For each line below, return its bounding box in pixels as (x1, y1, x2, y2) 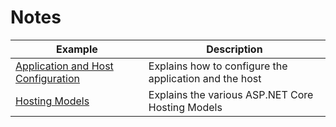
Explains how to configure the (148, 59, 288, 73)
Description (206, 42, 263, 56)
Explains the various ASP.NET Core (148, 87, 314, 101)
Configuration (15, 71, 80, 85)
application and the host (148, 71, 262, 85)
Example (55, 42, 98, 56)
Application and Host (15, 59, 114, 73)
